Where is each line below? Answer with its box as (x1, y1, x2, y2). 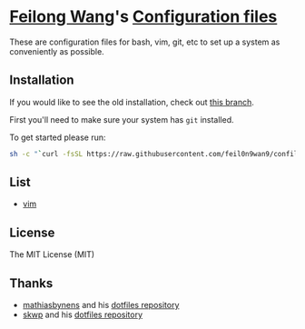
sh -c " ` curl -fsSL (9, 149, 84, 158)
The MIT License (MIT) (9, 249, 95, 260)
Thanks (9, 275, 54, 291)
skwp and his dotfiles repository (22, 309, 143, 320)
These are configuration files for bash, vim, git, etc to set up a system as (9, 36, 280, 47)
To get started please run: (9, 132, 106, 143)
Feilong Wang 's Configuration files (9, 6, 278, 27)
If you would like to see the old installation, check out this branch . (9, 96, 254, 107)
